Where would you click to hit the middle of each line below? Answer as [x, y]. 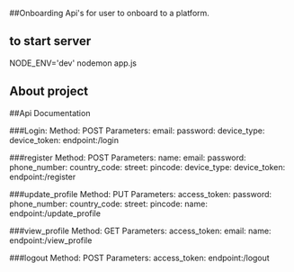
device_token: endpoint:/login [64, 140]
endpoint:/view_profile [51, 240]
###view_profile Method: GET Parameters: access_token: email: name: [140, 231]
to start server [50, 41]
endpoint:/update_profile [55, 213]
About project [49, 91]
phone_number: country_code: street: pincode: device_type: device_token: [147, 167]
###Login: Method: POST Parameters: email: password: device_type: [137, 131]
